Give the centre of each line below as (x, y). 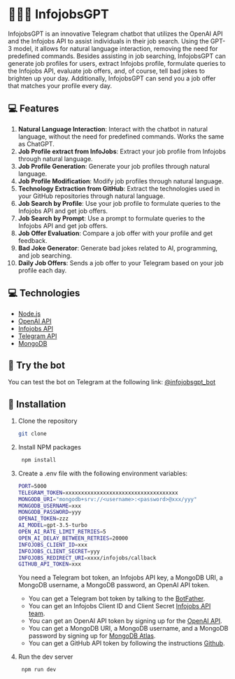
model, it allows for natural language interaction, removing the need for (116, 48)
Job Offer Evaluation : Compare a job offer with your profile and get (115, 233)
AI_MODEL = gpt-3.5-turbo (53, 525)
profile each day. (42, 270)
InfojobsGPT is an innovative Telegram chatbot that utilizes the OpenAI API (115, 34)
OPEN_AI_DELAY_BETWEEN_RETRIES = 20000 (73, 538)
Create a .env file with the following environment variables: (103, 473)
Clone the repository (48, 421)
